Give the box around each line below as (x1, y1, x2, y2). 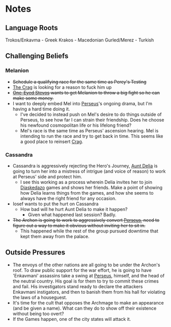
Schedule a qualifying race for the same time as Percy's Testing (12, 79, 147, 85)
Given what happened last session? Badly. (27, 212, 117, 218)
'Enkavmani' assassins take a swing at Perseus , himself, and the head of (12, 272, 165, 278)
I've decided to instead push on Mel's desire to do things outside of (20, 111, 162, 118)
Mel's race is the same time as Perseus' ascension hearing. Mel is (20, 127, 159, 133)
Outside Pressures (5, 248, 66, 257)
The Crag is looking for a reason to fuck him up (12, 84, 112, 90)
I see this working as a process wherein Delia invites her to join (20, 179, 153, 185)
